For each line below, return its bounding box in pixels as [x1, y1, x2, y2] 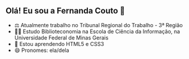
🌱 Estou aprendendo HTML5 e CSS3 [14, 40, 104, 47]
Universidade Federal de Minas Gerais [14, 34, 109, 41]
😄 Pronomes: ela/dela [14, 47, 69, 54]
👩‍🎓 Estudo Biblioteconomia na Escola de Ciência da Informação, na [14, 28, 181, 35]
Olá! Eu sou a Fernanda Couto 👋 [5, 6, 126, 16]
